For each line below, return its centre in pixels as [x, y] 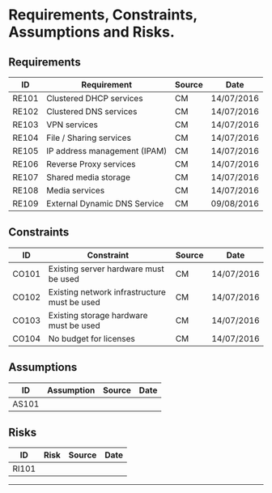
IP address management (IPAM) [107, 151]
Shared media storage [89, 177]
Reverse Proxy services [91, 164]
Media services [76, 190]
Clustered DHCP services [95, 98]
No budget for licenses [91, 338]
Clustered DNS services [92, 111]
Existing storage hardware [98, 315]
